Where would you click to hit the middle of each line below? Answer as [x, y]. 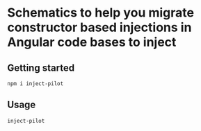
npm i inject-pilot [35, 84]
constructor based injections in [99, 27]
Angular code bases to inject [92, 42]
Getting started [41, 68]
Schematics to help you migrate [101, 13]
